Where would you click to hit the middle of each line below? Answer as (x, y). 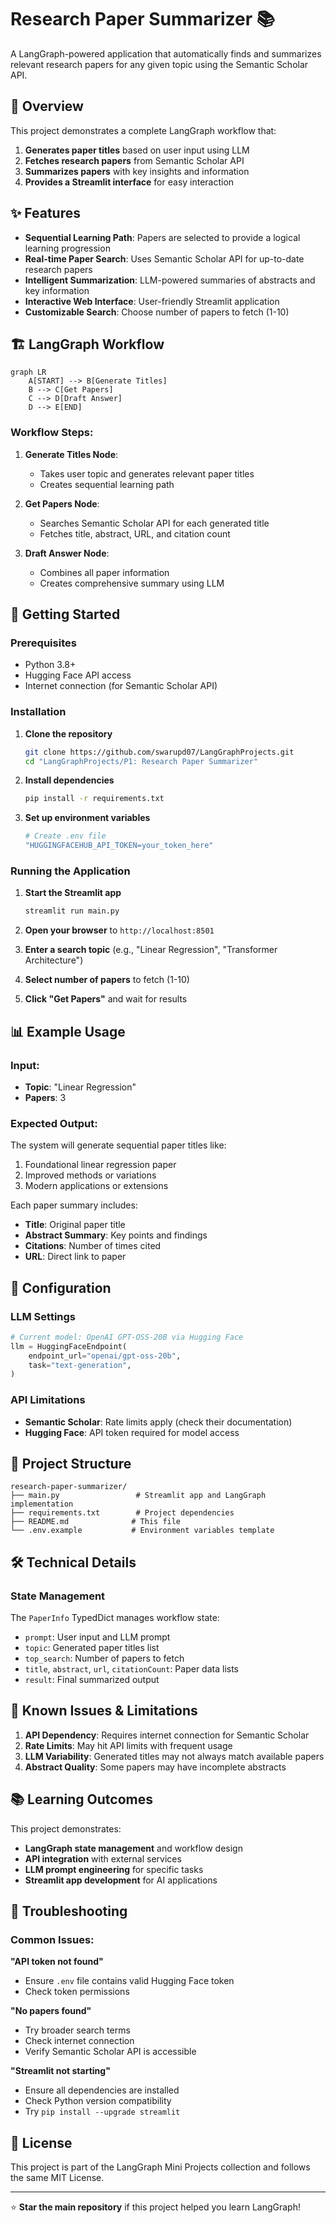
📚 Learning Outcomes (82, 1799)
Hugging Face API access (78, 675)
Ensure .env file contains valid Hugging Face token (129, 1981)
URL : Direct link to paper (75, 1257)
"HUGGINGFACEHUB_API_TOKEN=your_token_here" (119, 846)
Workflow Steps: (52, 433)
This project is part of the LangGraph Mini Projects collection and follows (160, 2167)
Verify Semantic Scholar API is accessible (110, 2052)
